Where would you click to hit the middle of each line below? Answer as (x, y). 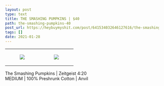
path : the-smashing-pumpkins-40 (38, 23)
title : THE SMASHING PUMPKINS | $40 (42, 19)
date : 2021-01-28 (23, 37)
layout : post (18, 10)
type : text (16, 14)
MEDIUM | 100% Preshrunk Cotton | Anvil (47, 78)
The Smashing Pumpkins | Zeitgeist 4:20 (46, 73)
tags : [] (14, 32)
